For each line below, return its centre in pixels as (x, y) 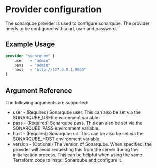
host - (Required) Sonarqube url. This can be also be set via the (78, 133)
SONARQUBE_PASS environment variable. (56, 128)
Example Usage (30, 45)
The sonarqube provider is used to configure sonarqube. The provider (77, 23)
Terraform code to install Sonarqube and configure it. (67, 160)
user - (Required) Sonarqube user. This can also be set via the (77, 112)
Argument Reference (39, 90)
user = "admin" (32, 61)
